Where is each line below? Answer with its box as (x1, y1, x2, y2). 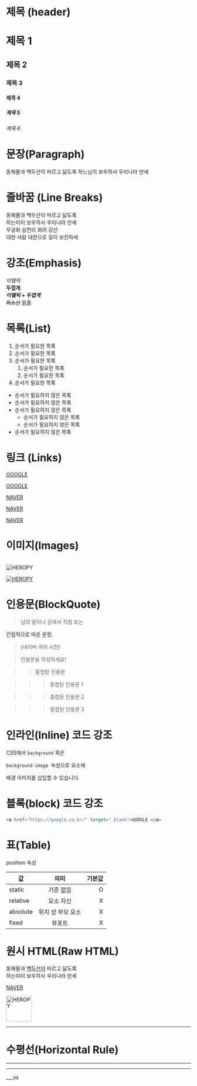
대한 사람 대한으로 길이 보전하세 (6, 233, 79, 241)
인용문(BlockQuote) (6, 598, 101, 611)
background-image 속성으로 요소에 (6, 761, 86, 768)
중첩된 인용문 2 (49, 693, 85, 700)
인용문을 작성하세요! (20, 656, 66, 663)
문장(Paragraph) (6, 148, 85, 161)
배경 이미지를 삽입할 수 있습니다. (6, 774, 80, 781)
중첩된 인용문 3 (49, 706, 85, 713)
